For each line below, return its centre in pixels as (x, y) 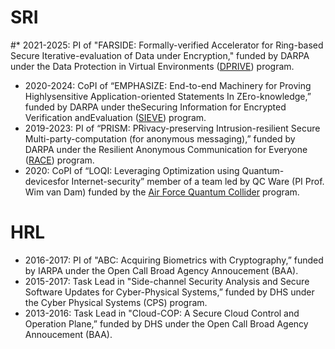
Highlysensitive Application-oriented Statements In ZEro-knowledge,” (168, 96)
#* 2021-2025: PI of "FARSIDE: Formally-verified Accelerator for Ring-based (167, 45)
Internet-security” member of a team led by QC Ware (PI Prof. (198, 181)
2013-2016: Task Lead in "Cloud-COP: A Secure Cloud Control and (162, 313)
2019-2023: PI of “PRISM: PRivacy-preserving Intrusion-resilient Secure (172, 128)
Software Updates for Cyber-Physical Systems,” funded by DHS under (169, 292)
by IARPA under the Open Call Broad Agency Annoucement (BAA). (161, 270)
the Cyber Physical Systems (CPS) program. (116, 302)
